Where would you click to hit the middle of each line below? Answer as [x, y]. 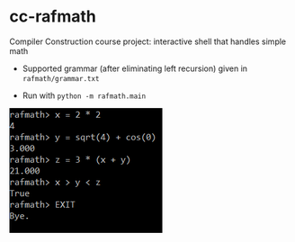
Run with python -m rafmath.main [84, 95]
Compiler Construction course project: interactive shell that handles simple [148, 41]
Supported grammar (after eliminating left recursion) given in [135, 68]
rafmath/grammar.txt [61, 78]
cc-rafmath [53, 17]
